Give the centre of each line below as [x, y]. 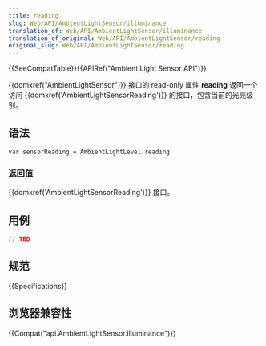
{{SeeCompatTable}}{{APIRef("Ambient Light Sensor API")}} [107, 68]
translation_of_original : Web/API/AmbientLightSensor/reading [114, 38]
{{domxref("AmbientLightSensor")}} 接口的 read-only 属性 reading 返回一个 [133, 85]
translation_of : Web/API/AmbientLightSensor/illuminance [105, 31]
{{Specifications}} [38, 286]
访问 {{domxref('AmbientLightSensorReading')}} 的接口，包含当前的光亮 [127, 95]
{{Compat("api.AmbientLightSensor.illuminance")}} [92, 333]
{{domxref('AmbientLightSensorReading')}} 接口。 [91, 193]
